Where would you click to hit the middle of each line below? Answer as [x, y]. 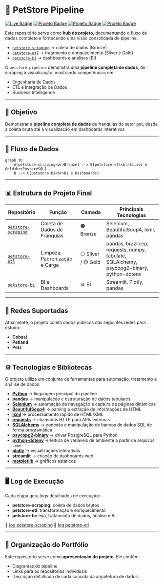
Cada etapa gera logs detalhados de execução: [52, 496]
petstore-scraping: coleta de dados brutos [56, 505]
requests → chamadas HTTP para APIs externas [61, 419]
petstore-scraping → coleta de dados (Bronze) [60, 47]
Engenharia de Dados [34, 82]
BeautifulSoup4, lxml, [131, 230]
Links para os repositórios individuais [50, 571]
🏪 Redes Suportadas [37, 311]
